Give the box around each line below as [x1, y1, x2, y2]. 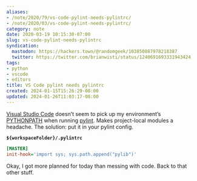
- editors [6, 77, 32, 83]
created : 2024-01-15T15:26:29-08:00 [6, 88, 99, 94]
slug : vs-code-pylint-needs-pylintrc [6, 37, 102, 43]
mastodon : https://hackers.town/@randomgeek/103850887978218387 [12, 49, 178, 55]
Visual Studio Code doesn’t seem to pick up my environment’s [6, 110, 161, 117]
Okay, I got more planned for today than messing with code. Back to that [6, 162, 187, 169]
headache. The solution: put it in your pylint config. [6, 123, 133, 131]
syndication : [6, 43, 39, 49]
